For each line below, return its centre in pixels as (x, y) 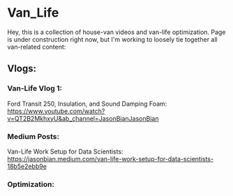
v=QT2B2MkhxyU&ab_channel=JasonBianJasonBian (83, 118)
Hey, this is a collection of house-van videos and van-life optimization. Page (116, 32)
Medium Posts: (33, 136)
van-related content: (37, 47)
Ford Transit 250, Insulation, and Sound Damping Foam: (87, 104)
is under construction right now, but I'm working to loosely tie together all (112, 39)
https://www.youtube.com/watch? (56, 111)
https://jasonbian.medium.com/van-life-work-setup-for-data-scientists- (111, 158)
